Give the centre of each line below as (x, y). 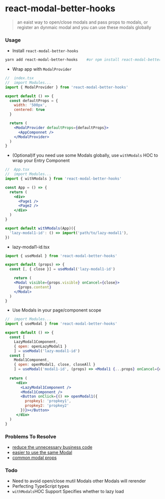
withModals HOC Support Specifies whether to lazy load (68, 492)
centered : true (29, 110)
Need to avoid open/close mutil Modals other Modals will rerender (79, 481)
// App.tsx (17, 170)
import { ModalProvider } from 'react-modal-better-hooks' (67, 87)
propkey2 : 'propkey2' (47, 406)
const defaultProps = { (34, 101)
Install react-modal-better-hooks (45, 51)
